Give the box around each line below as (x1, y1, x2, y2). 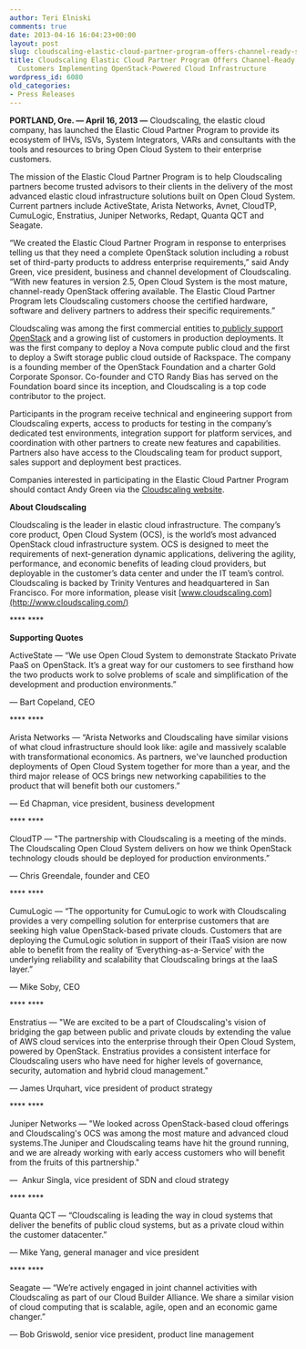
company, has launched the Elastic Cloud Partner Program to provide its (9, 124, 280, 135)
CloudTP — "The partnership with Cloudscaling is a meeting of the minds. (9, 833, 287, 844)
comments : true (9, 22, 67, 31)
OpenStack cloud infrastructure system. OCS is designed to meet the (9, 539, 269, 550)
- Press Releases (9, 89, 76, 98)
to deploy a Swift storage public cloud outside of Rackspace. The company (9, 352, 291, 363)
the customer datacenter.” (9, 1229, 107, 1240)
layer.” (9, 963, 34, 974)
